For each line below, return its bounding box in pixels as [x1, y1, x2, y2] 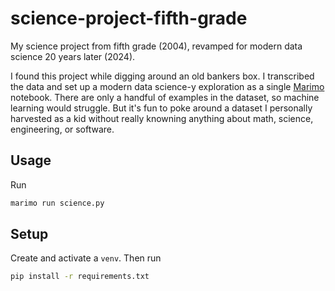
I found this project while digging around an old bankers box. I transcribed [10, 70, 315, 82]
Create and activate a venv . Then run [10, 252, 162, 264]
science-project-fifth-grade [10, 7, 248, 30]
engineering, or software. [10, 123, 115, 135]
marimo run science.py [10, 198, 105, 208]
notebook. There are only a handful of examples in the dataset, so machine [10, 91, 320, 103]
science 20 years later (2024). [10, 50, 136, 62]
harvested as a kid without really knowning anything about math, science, [10, 112, 314, 124]
